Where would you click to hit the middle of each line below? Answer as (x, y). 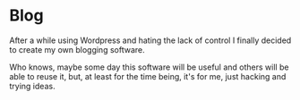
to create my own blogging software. (77, 49)
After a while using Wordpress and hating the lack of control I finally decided (150, 40)
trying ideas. (32, 86)
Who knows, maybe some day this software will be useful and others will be (149, 67)
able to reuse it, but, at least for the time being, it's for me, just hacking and (148, 76)
